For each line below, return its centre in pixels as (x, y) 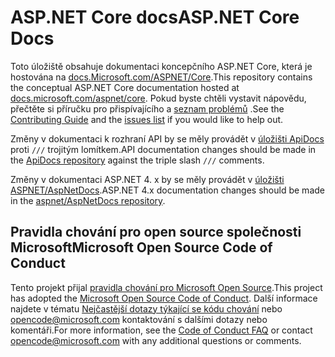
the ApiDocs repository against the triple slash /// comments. (137, 160)
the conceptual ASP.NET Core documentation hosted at (125, 87)
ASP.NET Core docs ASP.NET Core (155, 17)
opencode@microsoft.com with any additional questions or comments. (156, 340)
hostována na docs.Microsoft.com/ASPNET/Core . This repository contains (161, 77)
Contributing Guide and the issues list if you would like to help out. (147, 119)
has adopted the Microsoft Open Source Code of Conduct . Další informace (164, 298)
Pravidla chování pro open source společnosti (156, 232)
